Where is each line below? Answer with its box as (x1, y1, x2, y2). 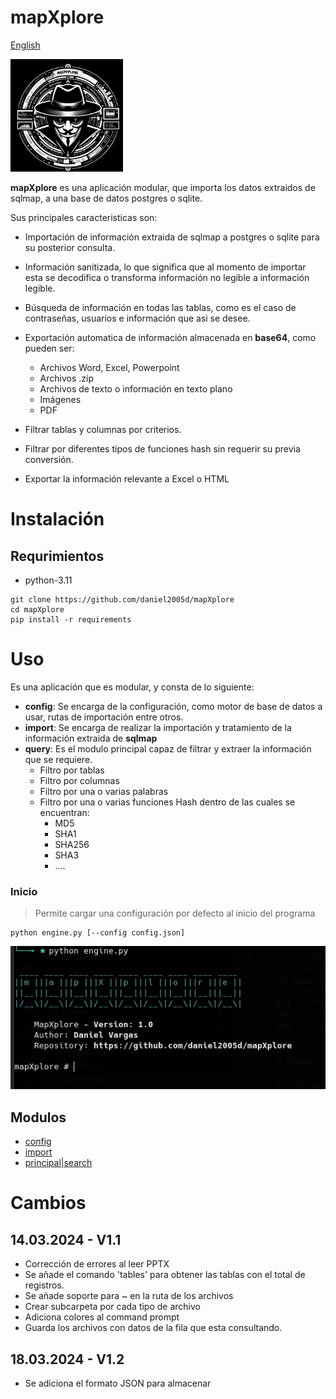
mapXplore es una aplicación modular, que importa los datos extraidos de (10, 181, 316, 193)
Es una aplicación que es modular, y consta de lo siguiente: (10, 681, 255, 693)
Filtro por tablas (39, 764, 105, 776)
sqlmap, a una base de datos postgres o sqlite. (10, 192, 203, 204)
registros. (24, 1279, 65, 1291)
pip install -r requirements (10, 614, 132, 625)
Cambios (10, 1192, 87, 1215)
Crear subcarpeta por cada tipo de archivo (24, 1301, 201, 1313)
